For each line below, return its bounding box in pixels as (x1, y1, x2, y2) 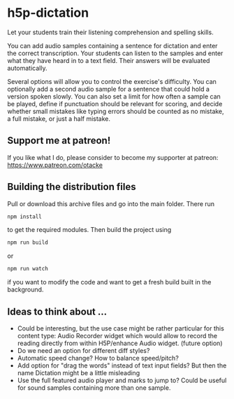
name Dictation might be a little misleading (17, 369, 140, 377)
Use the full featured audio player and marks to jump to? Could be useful (17, 376, 227, 384)
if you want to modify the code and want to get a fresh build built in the (7, 278, 212, 286)
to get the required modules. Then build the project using (7, 226, 172, 234)
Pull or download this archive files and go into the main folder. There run (7, 199, 215, 208)
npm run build (7, 239, 49, 246)
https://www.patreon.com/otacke (7, 161, 103, 169)
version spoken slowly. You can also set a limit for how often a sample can (7, 92, 221, 101)
